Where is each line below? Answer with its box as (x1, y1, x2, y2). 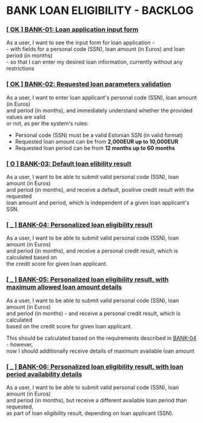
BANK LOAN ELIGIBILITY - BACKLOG (6, 4, 194, 18)
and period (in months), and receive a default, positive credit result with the (6, 186, 195, 194)
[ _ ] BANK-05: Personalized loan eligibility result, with (6, 276, 169, 284)
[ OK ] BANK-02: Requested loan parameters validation (6, 80, 171, 89)
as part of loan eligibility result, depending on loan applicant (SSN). (6, 409, 174, 416)
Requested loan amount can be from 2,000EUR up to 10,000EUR (15, 138, 179, 145)
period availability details (6, 370, 82, 378)
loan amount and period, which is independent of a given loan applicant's (6, 199, 190, 206)
